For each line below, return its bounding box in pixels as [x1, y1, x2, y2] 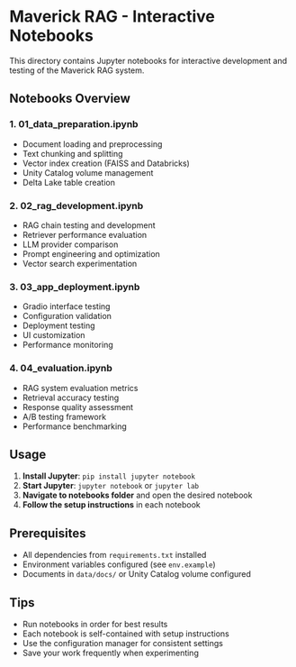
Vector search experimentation [22, 258, 138, 269]
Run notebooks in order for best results [22, 618, 168, 629]
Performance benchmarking [22, 421, 128, 432]
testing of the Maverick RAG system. [9, 65, 145, 76]
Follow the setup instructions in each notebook [22, 499, 201, 510]
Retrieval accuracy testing [22, 392, 120, 403]
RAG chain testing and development [22, 219, 156, 231]
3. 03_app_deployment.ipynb [9, 280, 140, 293]
